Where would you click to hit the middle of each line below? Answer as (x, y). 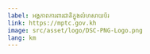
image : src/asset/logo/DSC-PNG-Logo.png (75, 30)
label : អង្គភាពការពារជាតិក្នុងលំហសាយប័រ (59, 15)
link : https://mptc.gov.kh (52, 23)
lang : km (22, 38)
